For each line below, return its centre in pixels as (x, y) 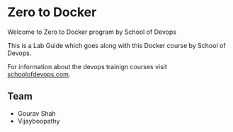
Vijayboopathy (39, 121)
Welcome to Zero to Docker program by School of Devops (92, 32)
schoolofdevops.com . (39, 74)
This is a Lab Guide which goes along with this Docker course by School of (116, 45)
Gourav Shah (37, 113)
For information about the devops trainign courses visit (87, 66)
